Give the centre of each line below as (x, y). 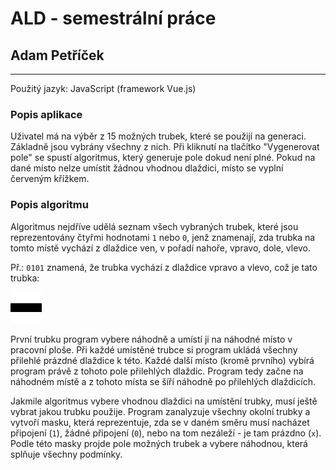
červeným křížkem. (50, 179)
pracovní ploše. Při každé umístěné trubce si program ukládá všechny (154, 349)
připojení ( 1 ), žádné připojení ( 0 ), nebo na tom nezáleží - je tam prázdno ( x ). (166, 433)
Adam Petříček (57, 55)
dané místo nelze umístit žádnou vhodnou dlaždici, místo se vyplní (147, 168)
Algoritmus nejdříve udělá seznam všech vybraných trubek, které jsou (154, 226)
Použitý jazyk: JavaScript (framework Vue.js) (103, 88)
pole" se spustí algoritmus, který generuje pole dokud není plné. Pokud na (163, 158)
